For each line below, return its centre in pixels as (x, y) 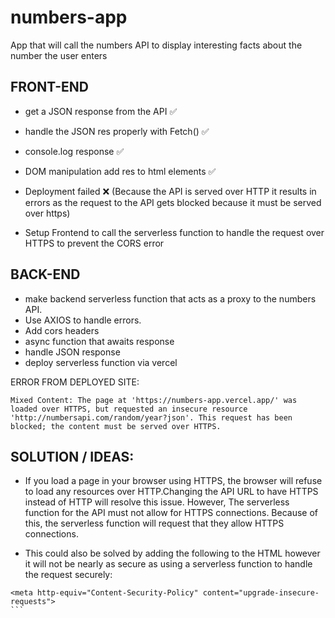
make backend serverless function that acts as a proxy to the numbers (170, 298)
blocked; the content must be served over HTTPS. (116, 426)
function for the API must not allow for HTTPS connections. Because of (171, 513)
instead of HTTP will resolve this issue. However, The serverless (157, 502)
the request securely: (68, 575)
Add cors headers (62, 330)
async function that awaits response (99, 341)
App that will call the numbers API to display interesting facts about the (156, 45)
